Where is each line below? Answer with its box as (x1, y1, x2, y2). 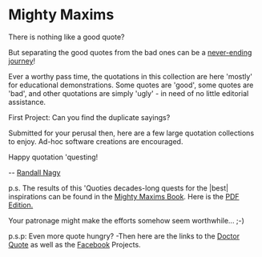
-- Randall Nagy (8, 167, 61, 177)
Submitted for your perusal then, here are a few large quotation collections (8, 128, 255, 138)
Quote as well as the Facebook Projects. (8, 239, 142, 249)
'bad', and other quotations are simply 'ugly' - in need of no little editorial (8, 88, 249, 98)
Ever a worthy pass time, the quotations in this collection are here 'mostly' (8, 71, 253, 81)
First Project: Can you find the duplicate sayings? (8, 112, 171, 122)
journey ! (8, 56, 36, 66)
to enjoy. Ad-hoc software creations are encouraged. (8, 136, 183, 146)
